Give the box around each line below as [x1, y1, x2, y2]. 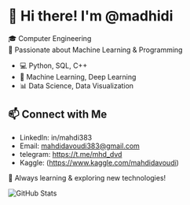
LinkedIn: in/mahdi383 [19, 132, 93, 142]
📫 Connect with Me [8, 108, 108, 121]
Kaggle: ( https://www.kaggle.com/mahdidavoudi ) [19, 158, 179, 167]
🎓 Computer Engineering [8, 33, 92, 43]
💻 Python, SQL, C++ [19, 61, 88, 70]
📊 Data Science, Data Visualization [19, 80, 134, 90]
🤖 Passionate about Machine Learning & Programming [8, 45, 183, 54]
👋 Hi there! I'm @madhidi [8, 7, 174, 25]
